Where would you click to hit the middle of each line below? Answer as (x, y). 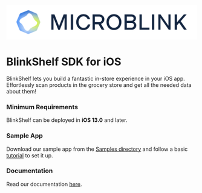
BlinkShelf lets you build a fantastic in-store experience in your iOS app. (96, 78)
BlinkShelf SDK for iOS (64, 62)
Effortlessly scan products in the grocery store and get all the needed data (99, 85)
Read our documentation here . (44, 184)
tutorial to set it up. (30, 155)
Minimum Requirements (42, 107)
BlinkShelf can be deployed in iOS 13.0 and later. (67, 120)
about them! (21, 91)
